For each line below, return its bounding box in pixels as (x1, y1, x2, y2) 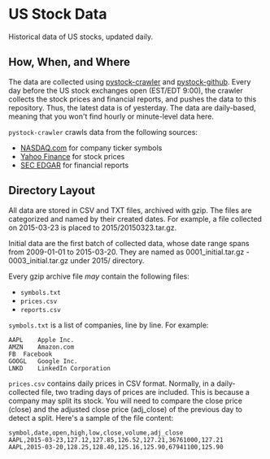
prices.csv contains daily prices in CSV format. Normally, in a (8, 379, 216, 388)
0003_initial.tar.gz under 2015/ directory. (8, 255, 145, 265)
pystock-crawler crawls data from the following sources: (8, 127, 198, 136)
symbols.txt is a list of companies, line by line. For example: (8, 320, 209, 330)
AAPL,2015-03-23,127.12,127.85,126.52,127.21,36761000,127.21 (8, 435, 224, 444)
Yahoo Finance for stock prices (20, 151, 125, 161)
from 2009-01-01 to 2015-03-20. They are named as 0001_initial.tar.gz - (8, 247, 250, 257)
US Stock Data (8, 5, 107, 24)
